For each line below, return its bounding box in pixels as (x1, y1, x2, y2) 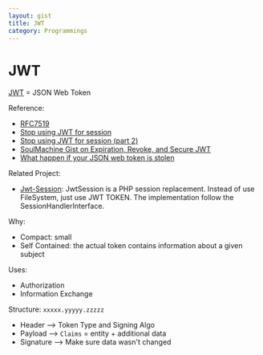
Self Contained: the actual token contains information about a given (19, 241, 243, 251)
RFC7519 (19, 119, 50, 129)
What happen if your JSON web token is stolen (19, 153, 175, 163)
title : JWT (8, 19, 45, 27)
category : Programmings (8, 27, 88, 35)
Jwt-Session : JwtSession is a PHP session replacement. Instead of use (19, 184, 255, 194)
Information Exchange (19, 289, 94, 299)
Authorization (19, 280, 66, 290)
